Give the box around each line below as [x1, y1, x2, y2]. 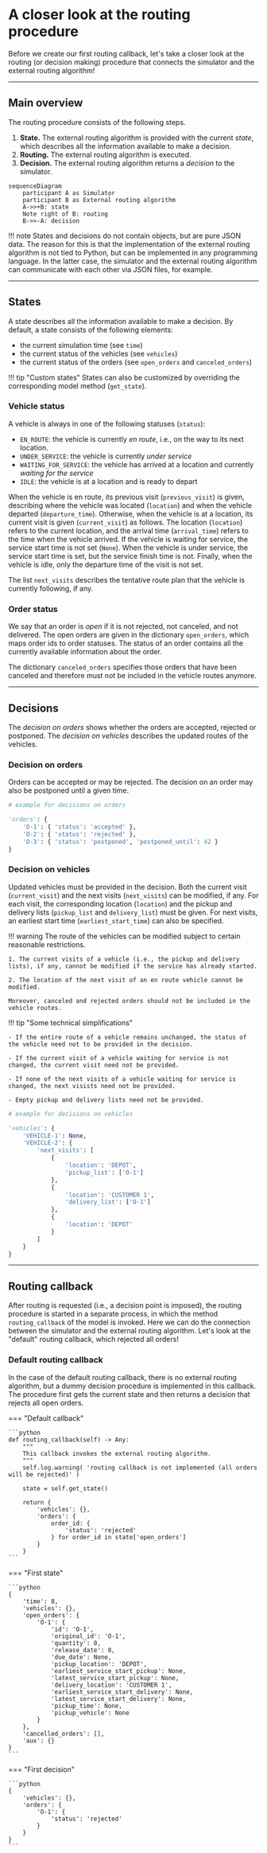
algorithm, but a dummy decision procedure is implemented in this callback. [8, 1381, 257, 1391]
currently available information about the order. [8, 647, 163, 657]
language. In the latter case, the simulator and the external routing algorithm [8, 256, 257, 266]
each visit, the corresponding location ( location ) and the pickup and [8, 899, 233, 908]
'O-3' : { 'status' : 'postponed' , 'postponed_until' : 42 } [22, 837, 219, 845]
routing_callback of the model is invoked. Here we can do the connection [8, 1317, 250, 1327]
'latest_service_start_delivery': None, [50, 1695, 187, 1703]
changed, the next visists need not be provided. [8, 1082, 176, 1090]
